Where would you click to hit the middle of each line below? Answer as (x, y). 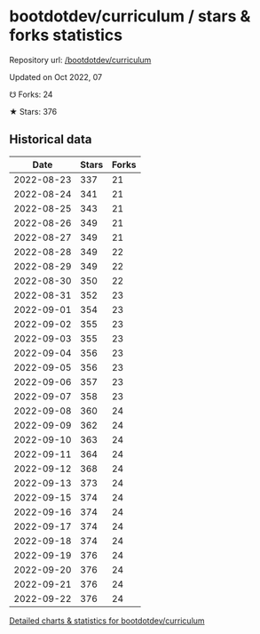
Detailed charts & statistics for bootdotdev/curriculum (107, 621)
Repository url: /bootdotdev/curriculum (80, 60)
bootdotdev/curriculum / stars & (130, 16)
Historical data (51, 140)
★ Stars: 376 (33, 111)
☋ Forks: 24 (31, 94)
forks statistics (66, 35)
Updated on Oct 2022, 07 (56, 76)
